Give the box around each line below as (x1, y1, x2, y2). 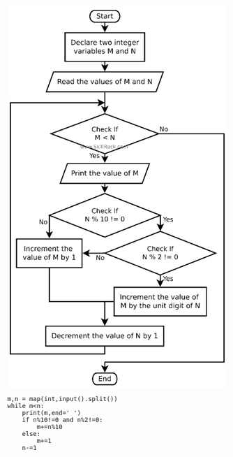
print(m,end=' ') (22, 409, 82, 417)
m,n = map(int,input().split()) (7, 395, 118, 403)
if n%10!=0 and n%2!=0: (22, 416, 103, 424)
